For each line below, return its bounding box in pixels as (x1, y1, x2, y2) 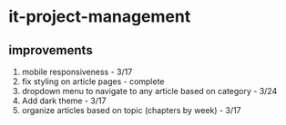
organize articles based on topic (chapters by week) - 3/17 (21, 105, 242, 115)
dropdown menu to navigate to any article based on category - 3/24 (21, 86, 278, 96)
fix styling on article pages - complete (21, 76, 165, 87)
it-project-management (8, 6, 191, 27)
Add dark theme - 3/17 (21, 95, 107, 106)
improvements (8, 43, 93, 58)
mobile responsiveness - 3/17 (21, 66, 133, 77)
